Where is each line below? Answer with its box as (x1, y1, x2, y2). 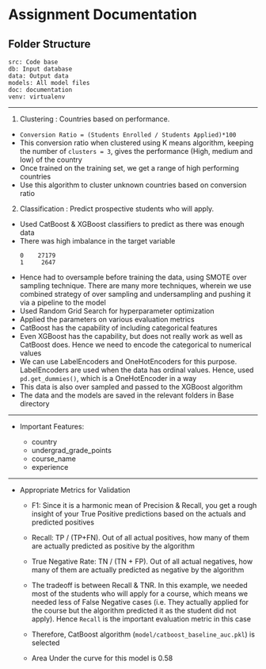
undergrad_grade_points (31, 446, 112, 455)
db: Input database (8, 65, 73, 73)
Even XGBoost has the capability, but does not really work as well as (19, 332, 243, 340)
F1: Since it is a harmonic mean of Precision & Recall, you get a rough (31, 501, 257, 509)
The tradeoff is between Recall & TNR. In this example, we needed (31, 581, 248, 590)
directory (19, 399, 50, 408)
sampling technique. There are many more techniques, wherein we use (19, 281, 252, 290)
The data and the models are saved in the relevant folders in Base (19, 390, 234, 400)
